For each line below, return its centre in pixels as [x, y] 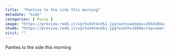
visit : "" [16, 33]
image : [12, 24]
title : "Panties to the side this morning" [53, 10]
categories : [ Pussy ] [29, 19]
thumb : [12, 28]
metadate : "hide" [24, 14]
